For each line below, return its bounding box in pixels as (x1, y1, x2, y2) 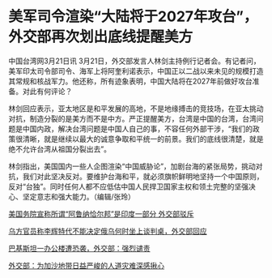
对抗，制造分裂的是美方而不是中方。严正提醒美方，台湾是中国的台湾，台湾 (8, 113, 257, 123)
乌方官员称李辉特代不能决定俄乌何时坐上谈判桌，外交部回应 (8, 226, 207, 236)
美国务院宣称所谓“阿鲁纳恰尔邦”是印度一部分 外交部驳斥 (8, 208, 194, 219)
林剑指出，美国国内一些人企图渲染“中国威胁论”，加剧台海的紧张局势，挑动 (8, 161, 257, 171)
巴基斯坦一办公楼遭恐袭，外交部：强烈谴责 (8, 243, 151, 253)
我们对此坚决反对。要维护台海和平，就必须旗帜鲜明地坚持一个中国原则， (22, 171, 264, 181)
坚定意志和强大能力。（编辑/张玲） (22, 191, 136, 201)
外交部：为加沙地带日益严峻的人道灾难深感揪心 (8, 260, 164, 270)
